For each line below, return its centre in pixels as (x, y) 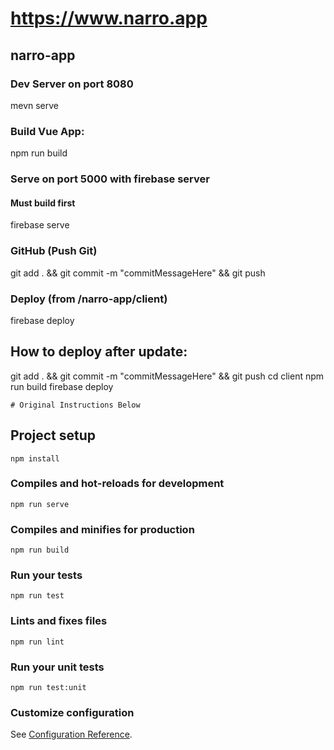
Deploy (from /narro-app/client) (89, 299)
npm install (35, 458)
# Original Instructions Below (75, 405)
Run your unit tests (57, 667)
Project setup (53, 435)
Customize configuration (72, 712)
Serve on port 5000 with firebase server (110, 179)
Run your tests (46, 575)
